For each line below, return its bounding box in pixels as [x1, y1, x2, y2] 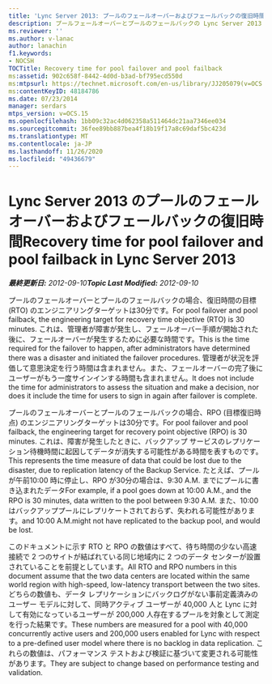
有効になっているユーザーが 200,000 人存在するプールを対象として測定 [22, 610, 261, 619]
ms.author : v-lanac [8, 34, 74, 43]
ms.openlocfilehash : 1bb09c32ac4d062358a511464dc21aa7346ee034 [8, 117, 227, 125]
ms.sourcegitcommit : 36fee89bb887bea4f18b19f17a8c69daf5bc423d [8, 125, 227, 133]
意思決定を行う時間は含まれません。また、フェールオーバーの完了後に [29, 363, 264, 373]
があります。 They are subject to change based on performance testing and [8, 659, 259, 669]
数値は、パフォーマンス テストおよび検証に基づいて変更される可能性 [29, 648, 259, 658]
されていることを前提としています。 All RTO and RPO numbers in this [8, 562, 237, 571]
